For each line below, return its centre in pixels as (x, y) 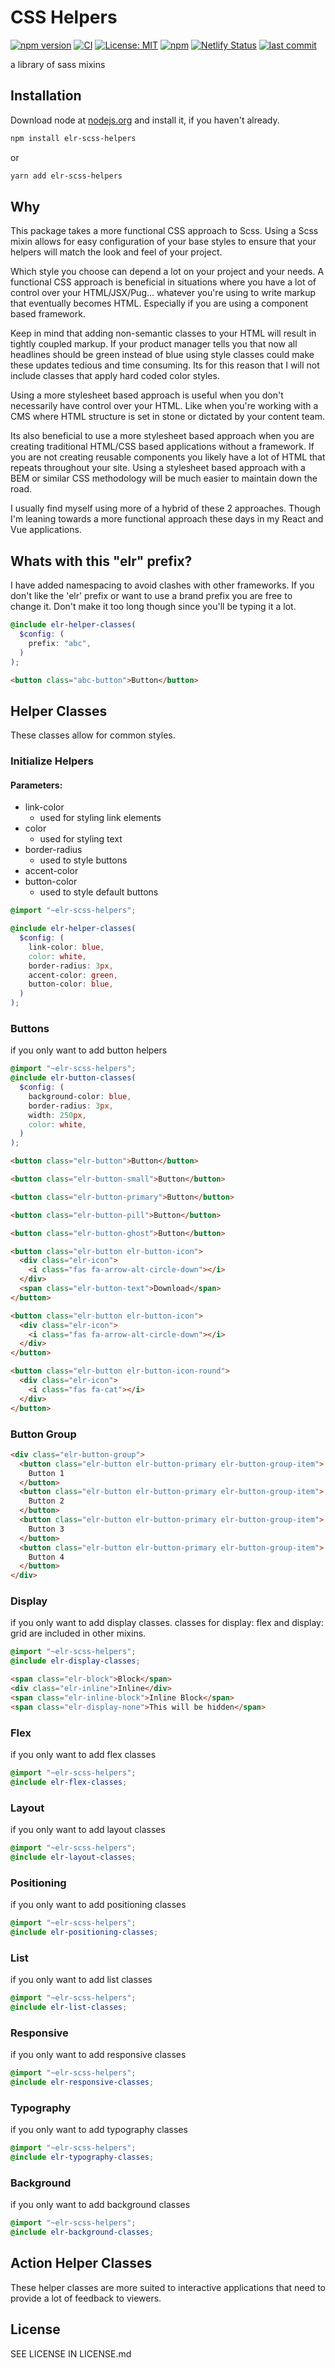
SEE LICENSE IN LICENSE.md (71, 2353)
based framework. (48, 314)
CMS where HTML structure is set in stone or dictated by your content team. (167, 417)
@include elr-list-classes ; (69, 2007)
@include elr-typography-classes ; (82, 2157)
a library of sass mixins (58, 64)
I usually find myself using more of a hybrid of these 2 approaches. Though (165, 508)
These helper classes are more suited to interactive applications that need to (168, 2287)
